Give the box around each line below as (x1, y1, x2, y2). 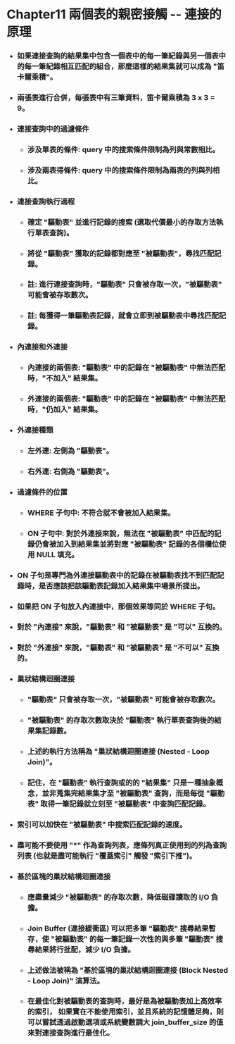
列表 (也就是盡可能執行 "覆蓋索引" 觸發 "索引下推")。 (16, 850, 197, 860)
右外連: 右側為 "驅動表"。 (27, 466, 114, 476)
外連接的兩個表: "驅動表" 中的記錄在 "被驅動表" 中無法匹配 (27, 394, 226, 404)
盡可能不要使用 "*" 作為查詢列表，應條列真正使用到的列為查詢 (16, 840, 227, 850)
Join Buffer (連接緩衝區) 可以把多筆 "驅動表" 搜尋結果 (27, 924, 209, 933)
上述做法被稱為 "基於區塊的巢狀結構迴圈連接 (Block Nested (27, 965, 229, 975)
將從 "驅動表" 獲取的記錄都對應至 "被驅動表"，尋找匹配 (27, 248, 215, 258)
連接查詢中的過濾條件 (16, 124, 89, 134)
